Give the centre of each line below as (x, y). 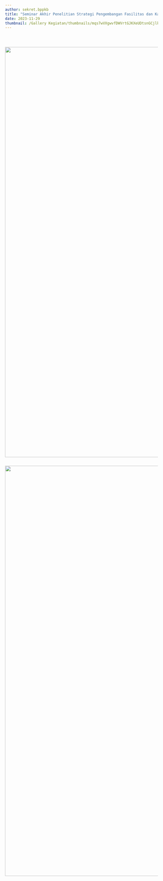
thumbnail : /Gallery (26, 23)
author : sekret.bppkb (27, 9)
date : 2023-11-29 (23, 18)
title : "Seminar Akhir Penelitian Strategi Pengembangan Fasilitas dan (79, 14)
